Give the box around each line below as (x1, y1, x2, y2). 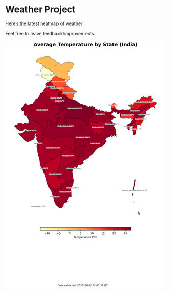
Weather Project (5, 4, 76, 15)
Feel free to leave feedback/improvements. (5, 30, 96, 36)
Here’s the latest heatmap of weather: (5, 20, 84, 27)
